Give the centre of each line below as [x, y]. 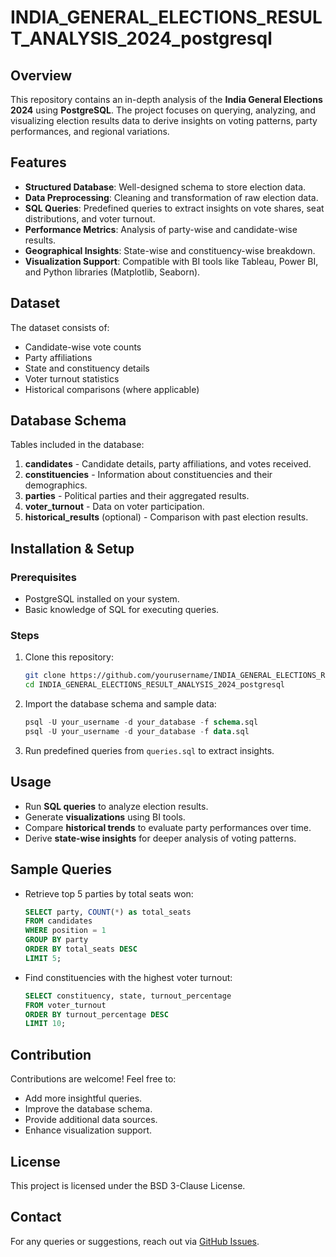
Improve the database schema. [88, 1109]
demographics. [56, 485]
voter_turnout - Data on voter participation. [114, 507]
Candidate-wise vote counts [83, 347]
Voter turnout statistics [72, 378]
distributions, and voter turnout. [90, 218]
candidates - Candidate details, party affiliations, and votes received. [168, 464]
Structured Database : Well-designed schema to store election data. [165, 187]
